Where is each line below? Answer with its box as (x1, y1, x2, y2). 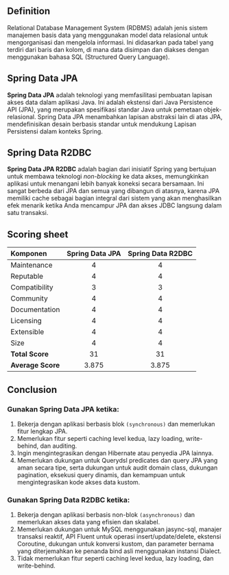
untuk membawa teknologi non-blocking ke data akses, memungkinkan (7, 172, 209, 181)
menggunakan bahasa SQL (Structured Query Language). (7, 53, 170, 61)
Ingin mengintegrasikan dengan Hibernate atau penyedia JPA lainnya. (16, 448, 214, 457)
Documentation (10, 305, 60, 314)
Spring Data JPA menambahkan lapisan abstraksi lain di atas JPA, (37, 112, 223, 120)
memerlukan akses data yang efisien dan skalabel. (16, 518, 160, 526)
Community (10, 294, 48, 303)
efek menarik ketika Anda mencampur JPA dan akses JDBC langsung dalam (7, 201, 222, 209)
